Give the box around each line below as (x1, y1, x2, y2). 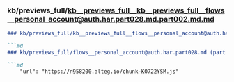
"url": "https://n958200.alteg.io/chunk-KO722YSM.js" (19, 68, 179, 75)
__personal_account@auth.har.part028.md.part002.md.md (7, 14, 214, 24)
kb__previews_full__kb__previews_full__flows (67, 6, 225, 15)
